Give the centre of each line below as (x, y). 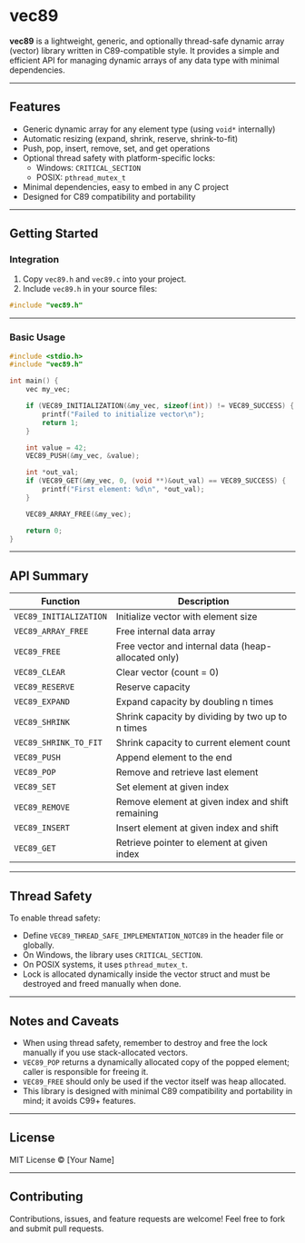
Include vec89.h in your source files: (90, 289)
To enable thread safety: (55, 918)
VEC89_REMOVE (42, 808)
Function (60, 602)
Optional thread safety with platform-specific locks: (119, 158)
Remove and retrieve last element (187, 772)
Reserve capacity (153, 687)
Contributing (46, 1197)
